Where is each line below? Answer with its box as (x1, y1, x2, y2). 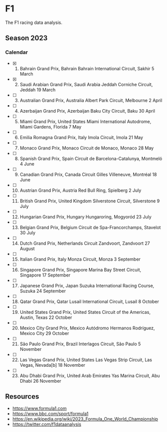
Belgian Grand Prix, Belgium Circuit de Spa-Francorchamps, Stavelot (19, 224, 161, 230)
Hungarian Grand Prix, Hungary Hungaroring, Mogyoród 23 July (19, 214, 152, 220)
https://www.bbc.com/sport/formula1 (12, 411, 89, 417)
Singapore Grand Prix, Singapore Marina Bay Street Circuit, (19, 267, 142, 273)
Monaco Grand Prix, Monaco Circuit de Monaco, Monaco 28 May (19, 145, 154, 151)
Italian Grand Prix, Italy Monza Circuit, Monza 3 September (19, 256, 141, 262)
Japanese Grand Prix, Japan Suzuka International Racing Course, (19, 283, 155, 288)
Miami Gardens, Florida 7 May (19, 124, 82, 130)
